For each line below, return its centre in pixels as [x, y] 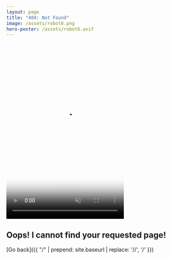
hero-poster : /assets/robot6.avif [50, 29]
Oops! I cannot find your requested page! [86, 235]
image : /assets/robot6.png [41, 23]
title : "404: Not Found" [38, 18]
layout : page [23, 12]
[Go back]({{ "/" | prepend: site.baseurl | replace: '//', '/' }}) [80, 250]
